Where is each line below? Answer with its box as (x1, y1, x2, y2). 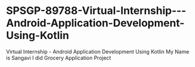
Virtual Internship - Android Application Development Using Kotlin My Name (6, 48, 190, 55)
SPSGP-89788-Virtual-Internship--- (6, 4, 187, 17)
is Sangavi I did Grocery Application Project (6, 54, 112, 61)
